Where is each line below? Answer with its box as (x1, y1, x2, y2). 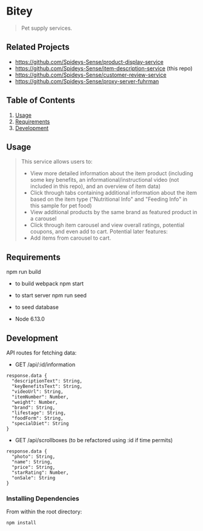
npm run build (6, 268, 41, 276)
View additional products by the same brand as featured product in (30, 209, 198, 216)
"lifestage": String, (12, 410, 67, 416)
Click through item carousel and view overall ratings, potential (30, 221, 185, 229)
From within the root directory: (6, 508, 82, 515)
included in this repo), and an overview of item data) (30, 182, 161, 190)
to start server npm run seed (15, 292, 87, 299)
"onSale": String (12, 475, 56, 481)
